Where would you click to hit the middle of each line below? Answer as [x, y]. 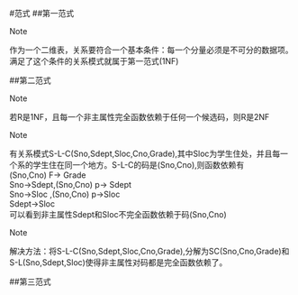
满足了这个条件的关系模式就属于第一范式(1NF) [94, 61]
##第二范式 [30, 80]
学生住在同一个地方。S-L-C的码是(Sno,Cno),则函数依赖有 [139, 165]
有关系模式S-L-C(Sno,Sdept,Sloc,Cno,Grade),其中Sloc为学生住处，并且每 [145, 153]
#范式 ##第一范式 [42, 13]
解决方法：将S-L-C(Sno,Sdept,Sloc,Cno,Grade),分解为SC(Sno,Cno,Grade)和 [149, 251]
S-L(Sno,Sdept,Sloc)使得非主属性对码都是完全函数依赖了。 [118, 263]
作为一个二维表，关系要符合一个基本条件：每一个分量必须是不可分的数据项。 [151, 50]
